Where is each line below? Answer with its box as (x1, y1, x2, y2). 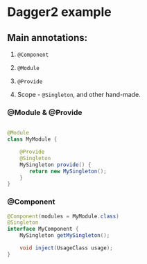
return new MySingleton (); (28, 168, 107, 175)
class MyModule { (7, 136, 58, 143)
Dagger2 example (7, 4, 112, 20)
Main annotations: (7, 32, 88, 44)
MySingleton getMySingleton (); (19, 232, 110, 239)
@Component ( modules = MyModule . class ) (7, 213, 119, 220)
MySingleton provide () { (19, 161, 92, 168)
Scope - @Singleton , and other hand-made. (17, 91, 141, 98)
